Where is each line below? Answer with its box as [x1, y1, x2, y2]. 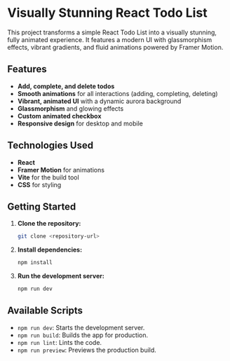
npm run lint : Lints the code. [17, 338, 102, 346]
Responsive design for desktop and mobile [17, 119, 144, 128]
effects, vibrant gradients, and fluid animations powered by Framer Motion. [7, 43, 224, 51]
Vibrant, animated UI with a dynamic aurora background [17, 97, 182, 105]
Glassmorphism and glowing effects [17, 104, 124, 113]
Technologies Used [7, 139, 93, 151]
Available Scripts [7, 305, 83, 317]
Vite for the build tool [17, 173, 79, 182]
